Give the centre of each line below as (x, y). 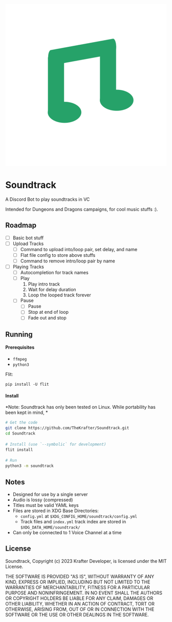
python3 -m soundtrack (29, 466)
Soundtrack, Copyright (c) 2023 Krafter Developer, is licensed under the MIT (86, 561)
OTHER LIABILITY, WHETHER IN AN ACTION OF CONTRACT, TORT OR (80, 604)
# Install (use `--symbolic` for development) (56, 444)
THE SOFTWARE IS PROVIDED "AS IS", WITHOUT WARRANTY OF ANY (80, 576)
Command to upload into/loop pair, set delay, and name (79, 249)
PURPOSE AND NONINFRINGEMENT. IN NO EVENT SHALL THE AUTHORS (84, 593)
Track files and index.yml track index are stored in (73, 521)
